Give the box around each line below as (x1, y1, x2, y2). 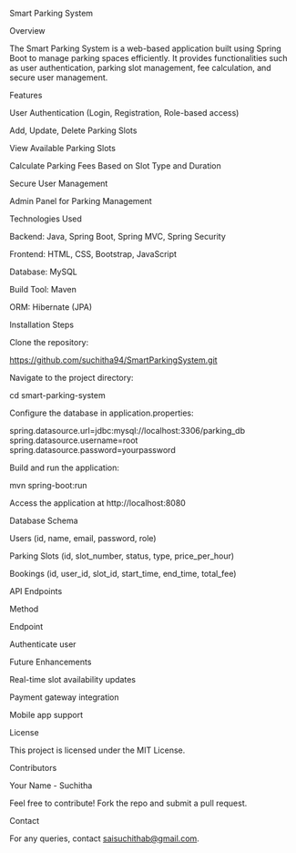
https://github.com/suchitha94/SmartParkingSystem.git (9, 355, 218, 365)
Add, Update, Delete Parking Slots (9, 125, 138, 136)
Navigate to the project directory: (9, 373, 134, 383)
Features (9, 90, 43, 100)
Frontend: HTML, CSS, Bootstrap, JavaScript (9, 249, 178, 259)
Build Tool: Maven (9, 284, 77, 294)
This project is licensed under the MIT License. (9, 745, 186, 755)
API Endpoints (9, 586, 63, 596)
